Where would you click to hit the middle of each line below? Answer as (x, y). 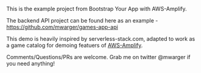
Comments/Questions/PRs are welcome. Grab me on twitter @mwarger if (98, 57)
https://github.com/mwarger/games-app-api (62, 27)
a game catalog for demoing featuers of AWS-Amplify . (75, 45)
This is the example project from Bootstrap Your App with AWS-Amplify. (97, 9)
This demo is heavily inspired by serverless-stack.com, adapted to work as (101, 39)
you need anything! (31, 64)
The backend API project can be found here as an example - (82, 20)
